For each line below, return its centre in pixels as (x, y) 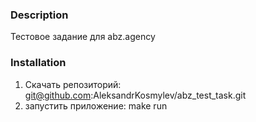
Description (39, 15)
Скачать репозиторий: (73, 84)
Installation (38, 63)
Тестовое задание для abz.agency (83, 37)
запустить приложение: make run (96, 105)
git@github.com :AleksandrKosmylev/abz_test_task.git (135, 95)
